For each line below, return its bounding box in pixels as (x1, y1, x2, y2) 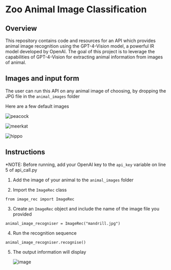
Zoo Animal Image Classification (5, 4, 147, 15)
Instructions (5, 148, 45, 157)
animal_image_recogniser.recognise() (5, 240, 86, 245)
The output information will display (12, 248, 86, 255)
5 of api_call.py (5, 167, 37, 173)
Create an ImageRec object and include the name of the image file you (12, 205, 160, 212)
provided (12, 211, 32, 217)
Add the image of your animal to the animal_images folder (12, 177, 134, 183)
